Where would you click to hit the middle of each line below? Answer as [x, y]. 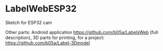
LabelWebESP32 [41, 9]
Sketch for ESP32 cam [29, 22]
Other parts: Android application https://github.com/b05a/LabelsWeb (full [82, 32]
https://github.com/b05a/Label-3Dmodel [48, 42]
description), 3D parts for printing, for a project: [55, 37]
